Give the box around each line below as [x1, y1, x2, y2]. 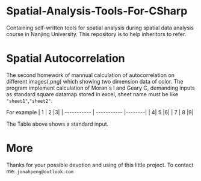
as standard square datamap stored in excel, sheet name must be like [6, 90, 179, 97]
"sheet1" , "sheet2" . [6, 97, 53, 104]
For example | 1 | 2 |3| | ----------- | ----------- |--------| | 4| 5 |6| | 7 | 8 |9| [6, 108, 194, 115]
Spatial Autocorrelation [6, 52, 125, 66]
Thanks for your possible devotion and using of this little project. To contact [6, 161, 194, 168]
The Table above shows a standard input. [6, 120, 109, 127]
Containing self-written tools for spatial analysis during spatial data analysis [6, 24, 194, 31]
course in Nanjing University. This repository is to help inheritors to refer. [6, 30, 187, 37]
